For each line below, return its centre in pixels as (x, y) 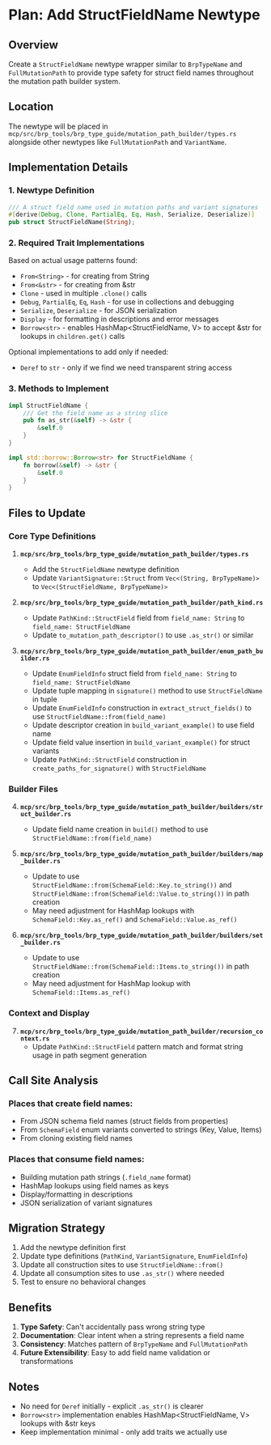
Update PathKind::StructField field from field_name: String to (138, 618)
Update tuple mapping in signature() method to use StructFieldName (147, 691)
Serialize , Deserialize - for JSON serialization (99, 311)
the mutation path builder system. (65, 81)
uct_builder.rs (46, 815)
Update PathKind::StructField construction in (110, 760)
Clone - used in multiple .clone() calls (83, 294)
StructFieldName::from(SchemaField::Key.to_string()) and (132, 885)
